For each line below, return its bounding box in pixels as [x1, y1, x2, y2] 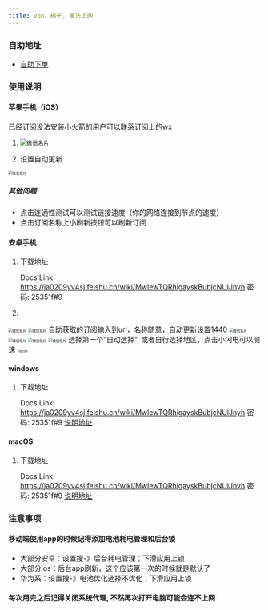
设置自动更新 [19, 154, 62, 164]
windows [8, 363, 40, 373]
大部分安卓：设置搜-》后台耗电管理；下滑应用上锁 [19, 553, 186, 563]
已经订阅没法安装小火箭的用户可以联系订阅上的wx [8, 122, 173, 132]
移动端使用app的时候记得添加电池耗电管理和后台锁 [8, 534, 176, 544]
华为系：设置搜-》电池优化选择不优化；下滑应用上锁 [19, 573, 192, 583]
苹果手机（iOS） [8, 102, 62, 112]
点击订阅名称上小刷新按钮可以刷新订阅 [19, 217, 146, 228]
